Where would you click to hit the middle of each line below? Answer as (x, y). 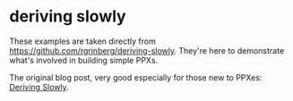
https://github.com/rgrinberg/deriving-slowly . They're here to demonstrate (147, 50)
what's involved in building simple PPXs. (84, 60)
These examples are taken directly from (83, 41)
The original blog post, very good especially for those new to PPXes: (136, 77)
